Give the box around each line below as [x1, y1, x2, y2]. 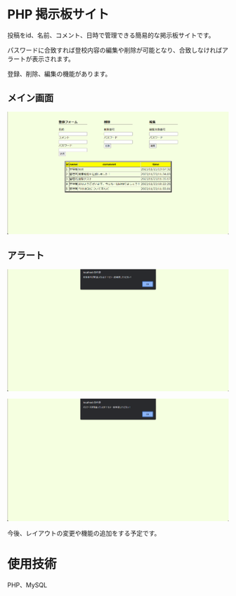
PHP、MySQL [7, 581, 48, 590]
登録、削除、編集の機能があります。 [7, 69, 112, 78]
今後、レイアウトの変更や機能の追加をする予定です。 [7, 529, 161, 538]
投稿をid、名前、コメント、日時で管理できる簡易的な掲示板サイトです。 [7, 31, 216, 39]
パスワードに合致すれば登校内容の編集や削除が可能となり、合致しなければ [7, 46, 223, 54]
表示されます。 [31, 54, 75, 63]
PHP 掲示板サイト [7, 6, 110, 22]
